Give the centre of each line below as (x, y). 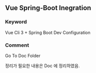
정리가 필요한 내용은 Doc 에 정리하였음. (42, 66)
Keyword (16, 22)
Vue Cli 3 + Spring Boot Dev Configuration (48, 32)
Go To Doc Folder (23, 55)
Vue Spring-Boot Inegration (48, 8)
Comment (17, 45)
